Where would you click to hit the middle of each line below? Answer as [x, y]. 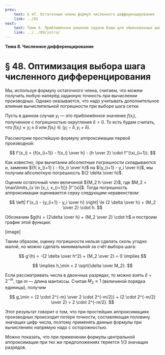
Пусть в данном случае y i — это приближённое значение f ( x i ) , [71, 116]
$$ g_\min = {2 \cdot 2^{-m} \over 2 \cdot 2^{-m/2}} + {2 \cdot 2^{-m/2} [82, 297]
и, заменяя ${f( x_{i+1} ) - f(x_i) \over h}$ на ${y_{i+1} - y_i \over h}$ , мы [79, 167]
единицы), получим [26, 287]
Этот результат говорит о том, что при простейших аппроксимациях [77, 311]
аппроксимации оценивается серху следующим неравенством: [72, 193]
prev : [11, 10]
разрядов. [16, 347]
